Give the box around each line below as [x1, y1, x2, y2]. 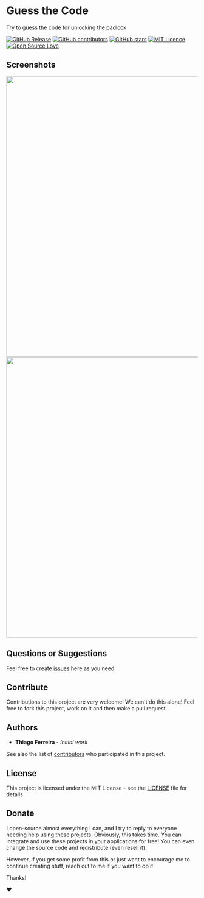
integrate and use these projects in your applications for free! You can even [6, 837, 195, 844]
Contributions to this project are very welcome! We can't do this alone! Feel [6, 698, 195, 705]
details [6, 791, 23, 798]
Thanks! [6, 874, 27, 881]
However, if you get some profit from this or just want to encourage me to [6, 855, 190, 863]
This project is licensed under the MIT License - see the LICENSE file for [6, 784, 187, 791]
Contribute [6, 682, 49, 692]
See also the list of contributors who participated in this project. [6, 751, 166, 758]
